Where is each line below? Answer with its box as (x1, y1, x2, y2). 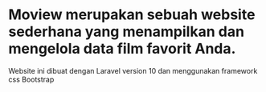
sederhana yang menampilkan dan (8, 22, 245, 41)
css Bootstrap (8, 74, 55, 84)
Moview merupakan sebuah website (8, 6, 256, 24)
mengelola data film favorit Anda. (8, 40, 236, 58)
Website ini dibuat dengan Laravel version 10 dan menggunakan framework (8, 66, 258, 75)
